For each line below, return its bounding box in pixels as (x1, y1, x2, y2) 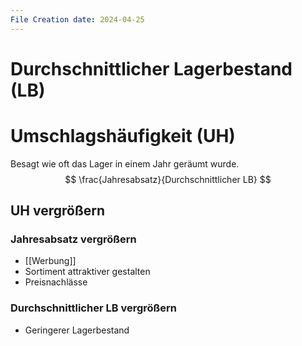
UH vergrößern (10, 202, 106, 220)
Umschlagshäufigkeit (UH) (10, 125, 236, 147)
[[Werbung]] (24, 255, 77, 267)
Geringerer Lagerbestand (24, 324, 130, 336)
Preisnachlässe (24, 276, 88, 288)
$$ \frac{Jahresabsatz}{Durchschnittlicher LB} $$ (64, 173, 272, 185)
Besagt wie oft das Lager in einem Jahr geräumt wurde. (10, 157, 240, 170)
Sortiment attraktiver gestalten (24, 266, 151, 278)
